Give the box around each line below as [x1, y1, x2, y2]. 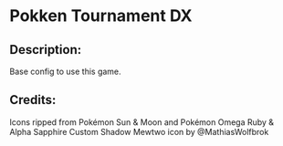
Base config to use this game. [9, 66, 121, 77]
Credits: [9, 92, 57, 108]
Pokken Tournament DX [9, 5, 194, 26]
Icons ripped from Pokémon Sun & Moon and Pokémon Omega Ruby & [9, 116, 275, 128]
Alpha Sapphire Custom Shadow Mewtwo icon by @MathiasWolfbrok [9, 126, 269, 137]
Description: [9, 42, 82, 57]
